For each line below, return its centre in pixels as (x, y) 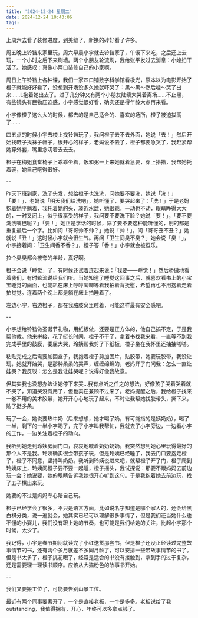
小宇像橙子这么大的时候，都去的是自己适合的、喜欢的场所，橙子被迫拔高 (94, 115)
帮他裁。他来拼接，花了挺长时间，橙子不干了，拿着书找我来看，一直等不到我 (99, 336)
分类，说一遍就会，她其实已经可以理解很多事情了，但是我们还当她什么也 (104, 516)
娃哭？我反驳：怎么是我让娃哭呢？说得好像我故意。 (68, 371)
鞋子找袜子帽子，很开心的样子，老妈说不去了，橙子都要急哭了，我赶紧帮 (104, 142)
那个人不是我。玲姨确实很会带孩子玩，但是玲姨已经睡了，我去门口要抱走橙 (96, 454)
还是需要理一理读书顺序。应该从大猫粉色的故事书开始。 (73, 565)
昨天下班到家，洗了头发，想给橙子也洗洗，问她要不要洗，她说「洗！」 (91, 193)
